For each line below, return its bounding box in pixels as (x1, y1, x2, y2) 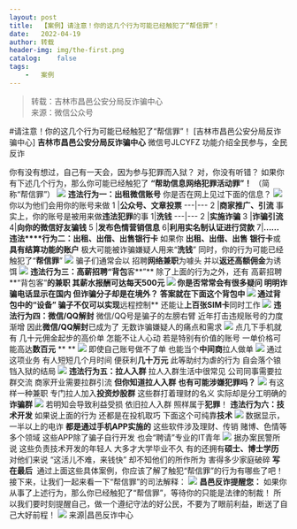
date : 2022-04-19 (9, 29, 81, 38)
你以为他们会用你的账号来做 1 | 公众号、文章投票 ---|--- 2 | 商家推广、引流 (9, 200, 274, 211)
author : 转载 (9, 37, 55, 47)
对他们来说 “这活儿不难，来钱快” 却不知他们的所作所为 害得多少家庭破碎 (9, 454, 271, 464)
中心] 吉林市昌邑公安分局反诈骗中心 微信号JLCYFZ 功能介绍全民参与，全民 (16, 136, 288, 147)
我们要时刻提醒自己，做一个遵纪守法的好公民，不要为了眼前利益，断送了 (16, 498, 280, 509)
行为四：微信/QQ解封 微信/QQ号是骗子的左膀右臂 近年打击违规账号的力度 (16, 310, 284, 321)
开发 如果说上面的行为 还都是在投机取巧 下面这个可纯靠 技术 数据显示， (16, 410, 285, 420)
